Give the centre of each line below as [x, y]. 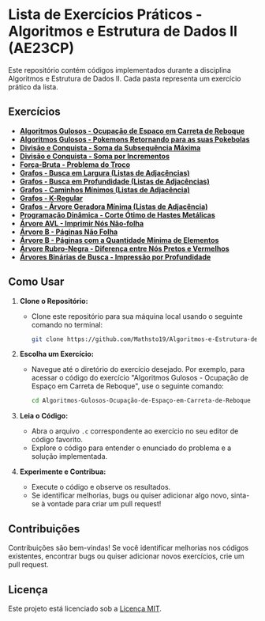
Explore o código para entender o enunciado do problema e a [131, 448]
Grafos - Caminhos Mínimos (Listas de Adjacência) [105, 189]
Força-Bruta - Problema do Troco [75, 165]
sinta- [240, 495]
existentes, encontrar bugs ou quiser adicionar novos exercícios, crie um [126, 556]
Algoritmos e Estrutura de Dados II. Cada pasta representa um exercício [125, 78]
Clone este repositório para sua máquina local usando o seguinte [137, 316]
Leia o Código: [44, 416]
